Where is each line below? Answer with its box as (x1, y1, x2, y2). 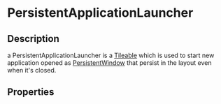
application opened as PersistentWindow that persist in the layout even (7, 59, 212, 67)
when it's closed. (7, 66, 57, 74)
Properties (7, 86, 55, 98)
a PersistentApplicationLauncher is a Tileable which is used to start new (7, 51, 215, 59)
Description (7, 33, 59, 45)
